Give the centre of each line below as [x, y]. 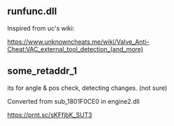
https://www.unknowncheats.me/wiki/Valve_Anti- [78, 42]
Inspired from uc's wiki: [41, 28]
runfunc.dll [32, 11]
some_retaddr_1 [42, 71]
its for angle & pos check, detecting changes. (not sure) [87, 88]
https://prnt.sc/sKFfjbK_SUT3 [50, 115]
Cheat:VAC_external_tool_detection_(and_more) [75, 49]
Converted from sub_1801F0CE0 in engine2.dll [73, 101]
